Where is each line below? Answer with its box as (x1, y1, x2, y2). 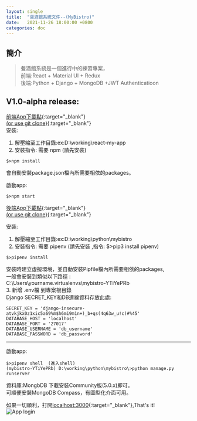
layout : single (6, 8, 43, 15)
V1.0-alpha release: (6, 97, 79, 107)
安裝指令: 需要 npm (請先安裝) (14, 146, 87, 153)
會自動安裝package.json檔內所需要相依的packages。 (6, 169, 134, 176)
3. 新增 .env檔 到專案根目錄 (6, 286, 72, 293)
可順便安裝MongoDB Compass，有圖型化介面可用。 (6, 389, 132, 396)
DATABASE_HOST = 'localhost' (6, 315, 77, 321)
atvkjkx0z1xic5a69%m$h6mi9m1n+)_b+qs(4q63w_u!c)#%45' (6, 310, 141, 317)
